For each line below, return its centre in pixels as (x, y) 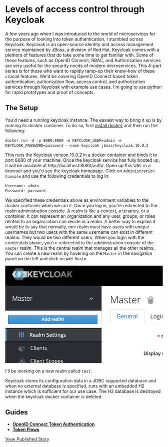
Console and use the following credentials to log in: (57, 176)
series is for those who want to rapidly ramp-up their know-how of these (80, 71)
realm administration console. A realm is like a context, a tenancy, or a (77, 211)
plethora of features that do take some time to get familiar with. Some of (79, 55)
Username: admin (22, 186)
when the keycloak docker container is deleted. (54, 396)
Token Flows (26, 429)
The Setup (22, 108)
